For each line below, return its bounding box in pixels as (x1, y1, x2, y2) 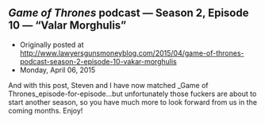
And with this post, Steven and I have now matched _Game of (8, 80, 209, 90)
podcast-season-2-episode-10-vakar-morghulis (19, 56, 177, 66)
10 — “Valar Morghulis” (8, 19, 127, 33)
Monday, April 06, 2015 (19, 65, 96, 75)
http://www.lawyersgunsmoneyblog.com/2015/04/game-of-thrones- (19, 48, 244, 58)
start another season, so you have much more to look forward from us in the (8, 97, 258, 106)
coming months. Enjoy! (8, 106, 83, 115)
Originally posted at (19, 40, 84, 49)
